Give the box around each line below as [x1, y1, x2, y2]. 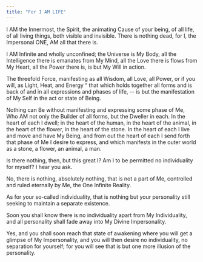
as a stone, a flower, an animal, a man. [6, 145, 102, 152]
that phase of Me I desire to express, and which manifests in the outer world [6, 138, 196, 146]
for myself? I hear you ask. [6, 163, 73, 170]
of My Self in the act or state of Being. [6, 94, 101, 102]
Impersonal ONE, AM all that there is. [6, 38, 98, 46]
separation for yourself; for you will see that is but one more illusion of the [6, 243, 191, 250]
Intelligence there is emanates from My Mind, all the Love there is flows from [6, 57, 198, 64]
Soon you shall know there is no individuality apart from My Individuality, [6, 211, 188, 219]
